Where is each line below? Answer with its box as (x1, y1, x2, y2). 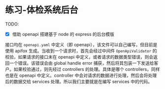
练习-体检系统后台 (5, 4, 79, 16)
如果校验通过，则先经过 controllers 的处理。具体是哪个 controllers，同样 (13, 66, 160, 72)
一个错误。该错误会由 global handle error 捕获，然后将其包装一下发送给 (9, 60, 154, 66)
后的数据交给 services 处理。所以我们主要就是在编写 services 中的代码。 (5, 79, 153, 84)
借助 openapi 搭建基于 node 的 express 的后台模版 (12, 31, 115, 37)
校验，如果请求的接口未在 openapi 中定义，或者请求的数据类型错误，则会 (5, 54, 154, 59)
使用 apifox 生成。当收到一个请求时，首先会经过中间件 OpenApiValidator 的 (5, 48, 157, 54)
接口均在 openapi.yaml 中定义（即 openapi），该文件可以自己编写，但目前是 (5, 42, 158, 47)
